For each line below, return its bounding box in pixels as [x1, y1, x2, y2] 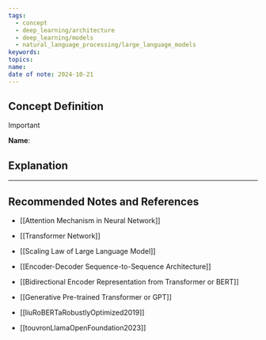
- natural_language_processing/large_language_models [15, 41, 196, 49]
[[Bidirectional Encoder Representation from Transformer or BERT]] [19, 278, 239, 287]
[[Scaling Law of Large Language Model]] [19, 247, 156, 256]
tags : [8, 11, 26, 20]
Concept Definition [8, 100, 104, 113]
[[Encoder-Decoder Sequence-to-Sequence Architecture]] [19, 262, 211, 271]
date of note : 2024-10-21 [8, 70, 93, 78]
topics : [8, 56, 34, 64]
